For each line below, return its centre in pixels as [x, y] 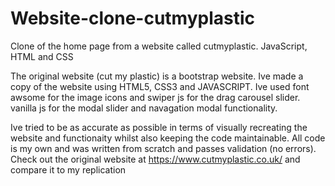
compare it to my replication [68, 169]
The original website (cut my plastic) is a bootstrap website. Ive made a [157, 76]
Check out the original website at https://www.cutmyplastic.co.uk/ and [155, 159]
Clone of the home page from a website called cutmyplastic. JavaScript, [159, 46]
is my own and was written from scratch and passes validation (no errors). [163, 148]
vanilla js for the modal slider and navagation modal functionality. [144, 108]
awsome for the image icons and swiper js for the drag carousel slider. [155, 97]
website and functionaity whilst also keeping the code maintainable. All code [168, 138]
